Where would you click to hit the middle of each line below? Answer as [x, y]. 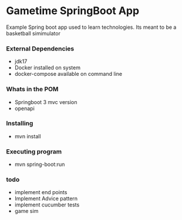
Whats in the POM [32, 89]
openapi [25, 108]
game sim [26, 211]
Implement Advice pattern [46, 199]
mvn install [28, 136]
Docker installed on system [48, 68]
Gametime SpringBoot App [73, 11]
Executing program [34, 151]
